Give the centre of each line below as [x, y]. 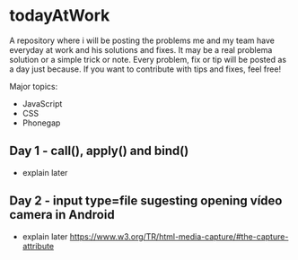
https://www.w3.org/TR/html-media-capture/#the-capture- [179, 236]
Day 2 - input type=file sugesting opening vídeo [146, 201]
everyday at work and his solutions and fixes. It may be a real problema [141, 49]
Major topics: [34, 86]
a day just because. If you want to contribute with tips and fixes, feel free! [145, 69]
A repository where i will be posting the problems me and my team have [142, 40]
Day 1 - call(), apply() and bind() [99, 151]
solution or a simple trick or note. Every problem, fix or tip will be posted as [148, 59]
